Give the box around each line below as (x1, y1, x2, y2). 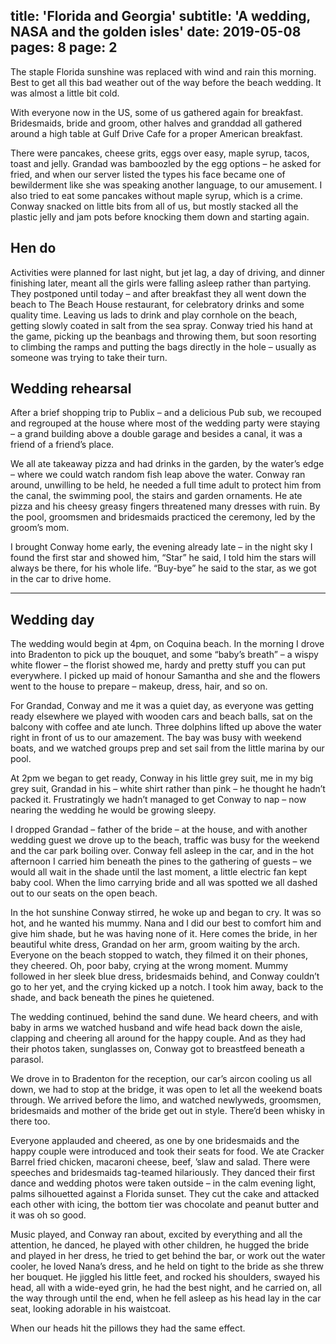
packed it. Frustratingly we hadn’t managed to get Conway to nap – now (10, 794, 307, 806)
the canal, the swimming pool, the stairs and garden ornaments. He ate (10, 490, 303, 502)
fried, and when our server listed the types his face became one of (10, 168, 286, 180)
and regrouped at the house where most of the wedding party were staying (10, 417, 320, 429)
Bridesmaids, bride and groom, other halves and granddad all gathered (10, 117, 303, 129)
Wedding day (10, 611, 95, 628)
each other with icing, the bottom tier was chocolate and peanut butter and (10, 1199, 320, 1211)
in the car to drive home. (10, 573, 112, 585)
